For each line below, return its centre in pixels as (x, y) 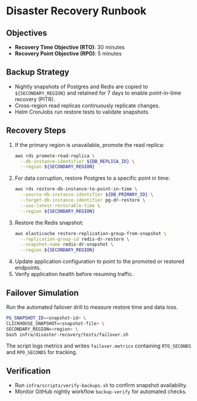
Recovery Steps (36, 131)
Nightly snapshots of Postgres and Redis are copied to (81, 86)
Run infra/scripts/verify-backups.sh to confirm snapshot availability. (101, 386)
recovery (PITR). (35, 99)
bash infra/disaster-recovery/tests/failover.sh (67, 334)
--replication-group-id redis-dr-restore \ (75, 239)
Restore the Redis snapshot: (49, 223)
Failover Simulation (42, 293)
